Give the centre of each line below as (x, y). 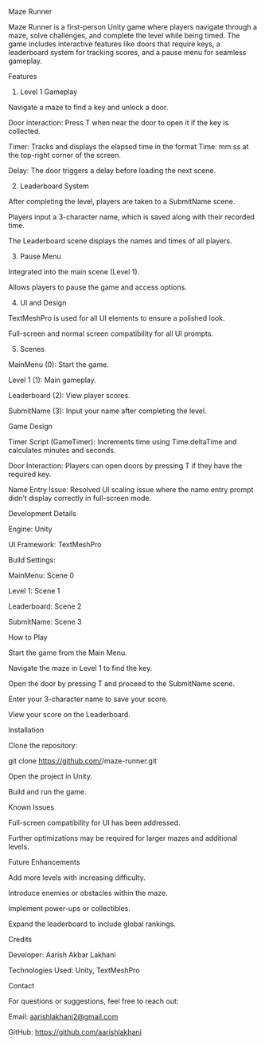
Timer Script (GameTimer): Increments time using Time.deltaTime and (123, 442)
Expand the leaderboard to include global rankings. (92, 924)
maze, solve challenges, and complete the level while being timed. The (124, 35)
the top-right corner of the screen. (65, 155)
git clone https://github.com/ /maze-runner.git (83, 761)
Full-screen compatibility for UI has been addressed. (94, 822)
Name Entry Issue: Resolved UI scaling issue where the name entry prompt (131, 489)
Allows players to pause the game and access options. (97, 287)
